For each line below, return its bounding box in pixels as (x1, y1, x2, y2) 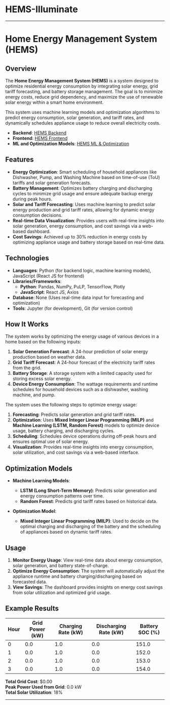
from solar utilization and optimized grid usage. (12, 590, 111, 596)
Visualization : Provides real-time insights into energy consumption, (12, 444, 154, 450)
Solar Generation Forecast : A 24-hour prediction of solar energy (12, 348, 148, 355)
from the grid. (12, 365, 41, 371)
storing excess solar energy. (12, 375, 72, 382)
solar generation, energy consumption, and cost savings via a (12, 223, 142, 229)
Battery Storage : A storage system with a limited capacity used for (12, 370, 153, 376)
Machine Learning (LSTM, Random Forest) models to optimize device (12, 422, 159, 428)
